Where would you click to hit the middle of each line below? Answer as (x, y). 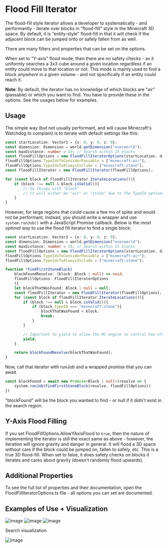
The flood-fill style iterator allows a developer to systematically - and (76, 23)
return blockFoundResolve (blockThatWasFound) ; (63, 353)
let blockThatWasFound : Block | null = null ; (62, 288)
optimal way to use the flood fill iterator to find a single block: (68, 228)
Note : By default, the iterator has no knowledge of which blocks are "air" (80, 89)
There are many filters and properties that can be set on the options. (76, 49)
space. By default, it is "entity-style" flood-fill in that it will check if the (77, 34)
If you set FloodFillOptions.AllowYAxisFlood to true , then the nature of (77, 433)
